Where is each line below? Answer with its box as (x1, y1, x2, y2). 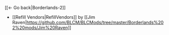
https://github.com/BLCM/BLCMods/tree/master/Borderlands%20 (26, 20, 164, 25)
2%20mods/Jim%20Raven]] (12, 25, 71, 31)
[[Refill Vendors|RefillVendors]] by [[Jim (12, 14, 96, 20)
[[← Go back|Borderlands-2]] (5, 5, 66, 10)
